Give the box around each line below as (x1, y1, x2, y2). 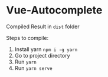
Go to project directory (14, 52, 70, 59)
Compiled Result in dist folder (6, 23, 80, 30)
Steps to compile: (6, 34, 49, 41)
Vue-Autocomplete (6, 4, 103, 17)
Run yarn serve (14, 64, 53, 71)
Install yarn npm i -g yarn (14, 45, 78, 53)
